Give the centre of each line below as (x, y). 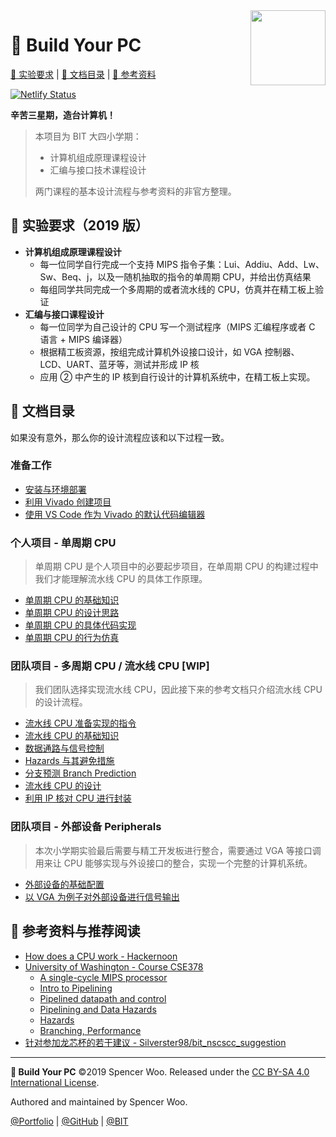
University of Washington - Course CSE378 (114, 966)
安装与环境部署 (55, 489)
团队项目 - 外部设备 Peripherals (86, 827)
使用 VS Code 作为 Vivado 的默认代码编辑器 (115, 514)
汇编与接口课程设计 (64, 314)
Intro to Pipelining (76, 988)
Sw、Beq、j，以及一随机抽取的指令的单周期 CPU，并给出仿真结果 (175, 276)
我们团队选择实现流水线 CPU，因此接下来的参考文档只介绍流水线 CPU (178, 690)
